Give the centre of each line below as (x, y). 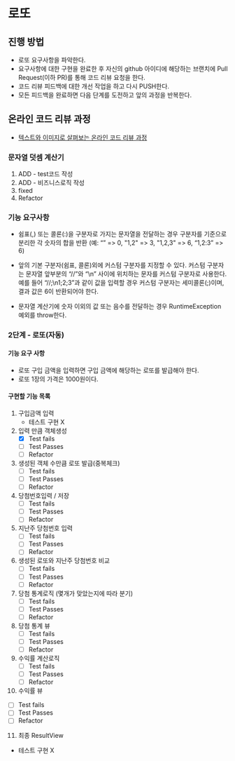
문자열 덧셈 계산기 (36, 157)
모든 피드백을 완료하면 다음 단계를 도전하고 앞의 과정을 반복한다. (105, 95)
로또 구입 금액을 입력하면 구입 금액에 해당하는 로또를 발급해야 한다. (108, 370)
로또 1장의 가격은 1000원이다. (58, 379)
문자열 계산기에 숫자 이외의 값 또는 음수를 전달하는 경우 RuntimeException (120, 307)
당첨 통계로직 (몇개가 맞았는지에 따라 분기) (76, 593)
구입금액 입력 (36, 413)
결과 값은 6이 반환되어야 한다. (58, 292)
